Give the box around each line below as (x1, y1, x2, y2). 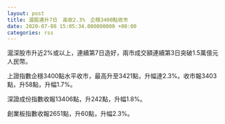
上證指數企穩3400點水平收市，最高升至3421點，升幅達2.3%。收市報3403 (7, 72, 217, 80)
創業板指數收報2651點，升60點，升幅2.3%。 (7, 110, 134, 118)
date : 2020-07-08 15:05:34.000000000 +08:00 (7, 23, 137, 29)
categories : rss (7, 29, 54, 36)
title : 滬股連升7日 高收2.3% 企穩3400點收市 (7, 16, 129, 23)
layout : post (7, 10, 45, 17)
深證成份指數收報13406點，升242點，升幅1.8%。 (7, 95, 147, 103)
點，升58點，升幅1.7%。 (7, 80, 77, 89)
